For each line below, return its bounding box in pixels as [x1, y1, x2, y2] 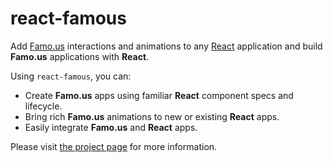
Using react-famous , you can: [10, 70, 132, 82]
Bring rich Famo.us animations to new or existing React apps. [24, 110, 280, 122]
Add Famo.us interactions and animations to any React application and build [10, 40, 323, 52]
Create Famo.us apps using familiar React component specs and [24, 89, 294, 101]
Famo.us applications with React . [10, 50, 150, 62]
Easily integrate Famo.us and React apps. [24, 121, 198, 133]
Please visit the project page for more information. [10, 140, 218, 152]
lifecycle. [24, 100, 63, 112]
